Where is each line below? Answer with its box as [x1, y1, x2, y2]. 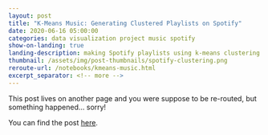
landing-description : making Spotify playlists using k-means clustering [8, 49, 261, 57]
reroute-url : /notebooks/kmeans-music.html [8, 64, 156, 72]
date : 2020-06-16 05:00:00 [8, 27, 99, 35]
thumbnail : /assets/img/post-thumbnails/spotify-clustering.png [8, 57, 228, 65]
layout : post [8, 11, 52, 20]
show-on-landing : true [8, 42, 84, 50]
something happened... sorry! [8, 102, 107, 112]
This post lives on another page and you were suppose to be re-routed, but [8, 93, 257, 103]
